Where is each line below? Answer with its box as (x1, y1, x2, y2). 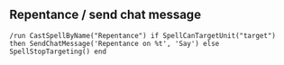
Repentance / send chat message (9, 7, 201, 23)
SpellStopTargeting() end (9, 47, 106, 56)
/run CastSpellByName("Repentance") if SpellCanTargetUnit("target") (9, 31, 277, 40)
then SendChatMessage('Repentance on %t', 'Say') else (9, 39, 220, 48)
